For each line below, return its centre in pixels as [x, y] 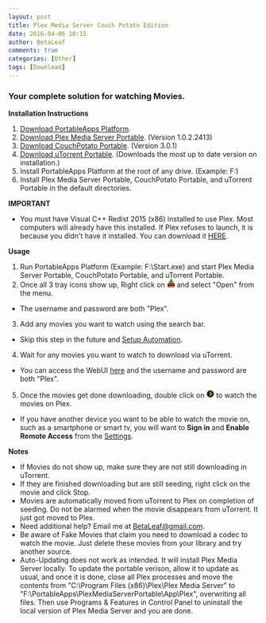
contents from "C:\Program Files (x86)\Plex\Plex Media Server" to [127, 586]
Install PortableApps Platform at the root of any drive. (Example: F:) [129, 171]
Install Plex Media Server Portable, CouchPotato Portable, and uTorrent [136, 180]
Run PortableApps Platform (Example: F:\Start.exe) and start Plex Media [137, 267]
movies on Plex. [46, 404]
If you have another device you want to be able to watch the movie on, [135, 419]
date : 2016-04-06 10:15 [48, 33]
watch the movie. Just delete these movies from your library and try [131, 543]
